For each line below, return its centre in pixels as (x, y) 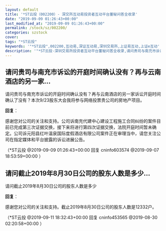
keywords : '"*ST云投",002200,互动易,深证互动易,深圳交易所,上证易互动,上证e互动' (83, 46)
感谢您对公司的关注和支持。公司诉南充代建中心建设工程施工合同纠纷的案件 (81, 121)
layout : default (22, 10)
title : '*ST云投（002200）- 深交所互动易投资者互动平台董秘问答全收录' (71, 14)
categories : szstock (26, 33)
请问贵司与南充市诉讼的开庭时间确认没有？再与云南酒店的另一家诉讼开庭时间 (83, 94)
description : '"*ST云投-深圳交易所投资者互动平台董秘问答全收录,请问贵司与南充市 (81, 51)
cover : (12, 37)
